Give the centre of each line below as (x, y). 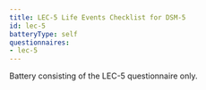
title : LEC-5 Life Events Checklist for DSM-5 (98, 17)
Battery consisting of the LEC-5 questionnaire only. (103, 76)
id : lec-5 (28, 26)
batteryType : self (43, 34)
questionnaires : (39, 42)
